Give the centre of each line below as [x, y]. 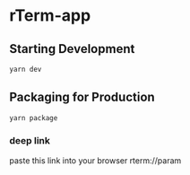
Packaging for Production [82, 97]
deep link [30, 141]
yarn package [34, 118]
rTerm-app [50, 16]
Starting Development [72, 49]
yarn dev [26, 69]
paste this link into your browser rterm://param [95, 160]
